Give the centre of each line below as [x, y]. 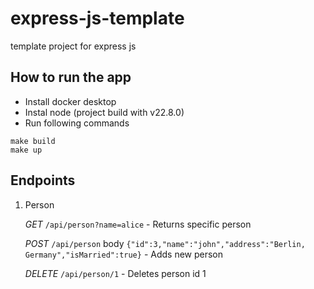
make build [33, 141]
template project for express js [73, 46]
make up [26, 150]
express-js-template [97, 18]
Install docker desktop [70, 101]
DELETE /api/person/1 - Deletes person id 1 [115, 273]
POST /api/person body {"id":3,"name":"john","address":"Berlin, [165, 243]
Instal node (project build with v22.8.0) [104, 112]
